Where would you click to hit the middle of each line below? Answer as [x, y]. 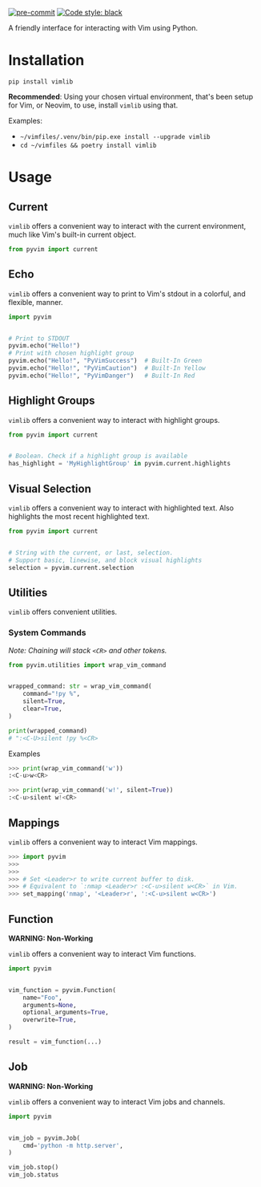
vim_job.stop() [34, 1168]
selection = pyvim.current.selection [71, 567]
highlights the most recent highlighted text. [79, 516]
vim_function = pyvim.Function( [62, 990]
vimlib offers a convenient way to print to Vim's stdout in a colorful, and [127, 294]
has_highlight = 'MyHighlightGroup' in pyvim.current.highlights [119, 464]
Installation [46, 61]
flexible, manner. [36, 302]
